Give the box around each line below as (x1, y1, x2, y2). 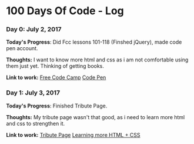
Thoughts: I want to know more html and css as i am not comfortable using (6, 56, 189, 63)
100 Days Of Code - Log (6, 4, 125, 18)
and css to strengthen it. (6, 120, 65, 127)
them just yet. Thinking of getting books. (6, 63, 105, 70)
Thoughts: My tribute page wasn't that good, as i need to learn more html (6, 113, 185, 120)
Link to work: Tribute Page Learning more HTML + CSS (6, 131, 141, 138)
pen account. (6, 45, 38, 52)
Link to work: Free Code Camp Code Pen (6, 74, 106, 81)
